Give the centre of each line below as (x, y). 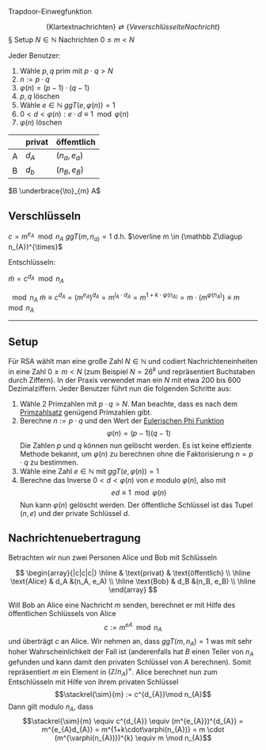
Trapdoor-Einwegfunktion (50, 11)
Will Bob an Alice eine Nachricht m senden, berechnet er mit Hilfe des (122, 605)
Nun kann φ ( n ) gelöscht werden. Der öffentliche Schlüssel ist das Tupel (136, 505)
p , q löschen (40, 96)
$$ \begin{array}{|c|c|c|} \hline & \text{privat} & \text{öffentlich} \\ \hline (133, 572)
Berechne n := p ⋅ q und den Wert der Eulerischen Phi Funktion (122, 420)
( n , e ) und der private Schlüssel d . (75, 513)
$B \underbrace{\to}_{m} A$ (55, 191)
